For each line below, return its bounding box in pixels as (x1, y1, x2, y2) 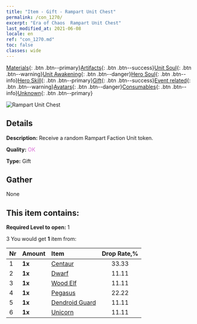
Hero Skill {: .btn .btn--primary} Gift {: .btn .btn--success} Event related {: (17, 77, 191, 84)
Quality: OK (6, 146, 36, 153)
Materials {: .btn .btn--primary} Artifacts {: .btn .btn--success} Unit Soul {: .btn (6, 64, 192, 71)
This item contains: (6, 207, 79, 218)
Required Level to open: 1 (6, 224, 70, 231)
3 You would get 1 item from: (6, 236, 76, 243)
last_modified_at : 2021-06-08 (6, 25, 82, 32)
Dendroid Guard (51, 298, 97, 307)
